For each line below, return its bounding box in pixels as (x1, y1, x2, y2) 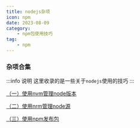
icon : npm (6, 14, 31, 20)
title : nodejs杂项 (6, 8, 50, 15)
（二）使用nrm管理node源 (6, 102, 71, 110)
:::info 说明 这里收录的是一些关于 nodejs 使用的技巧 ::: (6, 77, 135, 85)
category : (6, 25, 31, 32)
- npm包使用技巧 (17, 31, 53, 37)
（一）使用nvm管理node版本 (6, 90, 77, 97)
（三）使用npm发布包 (6, 115, 60, 123)
